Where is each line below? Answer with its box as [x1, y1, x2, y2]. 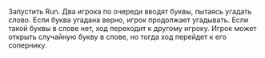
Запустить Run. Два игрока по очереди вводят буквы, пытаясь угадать [8, 7, 252, 16]
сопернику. [8, 41, 47, 50]
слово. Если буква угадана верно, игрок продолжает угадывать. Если [8, 15, 249, 25]
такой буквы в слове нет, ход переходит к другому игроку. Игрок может [8, 24, 257, 33]
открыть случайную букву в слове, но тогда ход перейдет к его [8, 32, 227, 41]
